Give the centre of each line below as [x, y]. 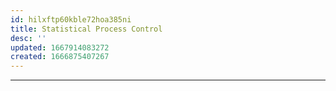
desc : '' [28, 38]
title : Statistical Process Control [86, 29]
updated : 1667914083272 [60, 47]
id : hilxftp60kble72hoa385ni [71, 19]
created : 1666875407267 [60, 57]
